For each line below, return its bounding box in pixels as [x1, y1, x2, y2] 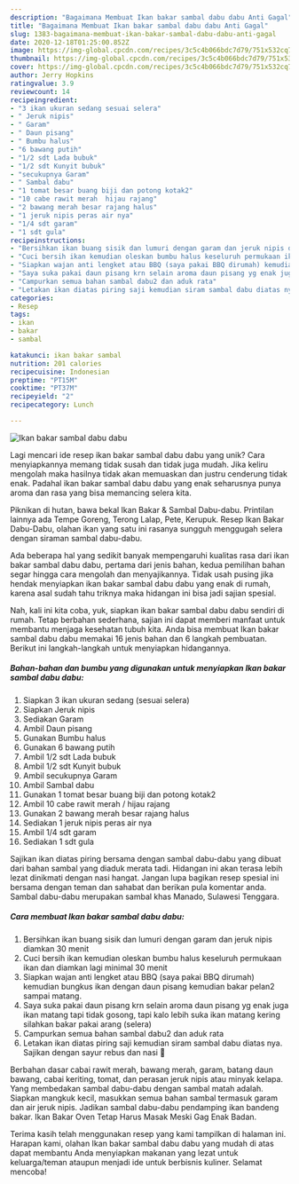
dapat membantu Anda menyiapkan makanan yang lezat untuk [10, 1147, 239, 1158]
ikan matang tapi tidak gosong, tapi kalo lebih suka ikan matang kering [22, 1009, 280, 1020]
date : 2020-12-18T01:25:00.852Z [10, 37, 130, 47]
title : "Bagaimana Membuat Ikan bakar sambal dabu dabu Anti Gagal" [10, 21, 269, 30]
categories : [10, 294, 54, 303]
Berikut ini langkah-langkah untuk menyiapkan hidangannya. [10, 643, 232, 653]
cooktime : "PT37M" [10, 383, 78, 393]
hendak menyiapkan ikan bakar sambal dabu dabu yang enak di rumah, [10, 578, 271, 588]
